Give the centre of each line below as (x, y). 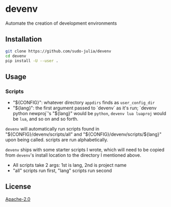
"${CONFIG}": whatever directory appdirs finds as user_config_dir (84, 103)
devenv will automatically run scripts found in (52, 129)
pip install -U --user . (32, 61)
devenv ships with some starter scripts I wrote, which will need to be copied (85, 150)
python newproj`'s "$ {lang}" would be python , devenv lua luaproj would (89, 114)
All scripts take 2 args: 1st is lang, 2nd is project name (70, 165)
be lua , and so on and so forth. (45, 119)
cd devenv (16, 56)
